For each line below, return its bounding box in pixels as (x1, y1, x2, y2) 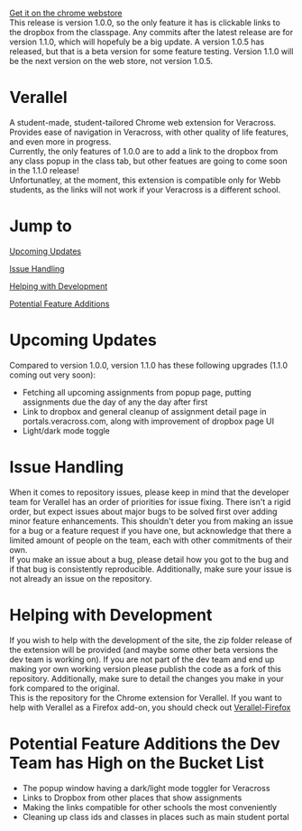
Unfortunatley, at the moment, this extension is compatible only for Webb (9, 174, 281, 185)
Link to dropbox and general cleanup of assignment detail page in (22, 406, 267, 416)
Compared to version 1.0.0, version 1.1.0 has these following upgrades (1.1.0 (9, 359, 288, 370)
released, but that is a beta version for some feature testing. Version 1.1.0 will (9, 46, 294, 57)
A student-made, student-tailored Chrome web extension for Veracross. (9, 117, 277, 127)
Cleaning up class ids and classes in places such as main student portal (22, 811, 290, 822)
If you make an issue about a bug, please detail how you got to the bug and (9, 554, 289, 565)
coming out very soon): (9, 369, 96, 380)
